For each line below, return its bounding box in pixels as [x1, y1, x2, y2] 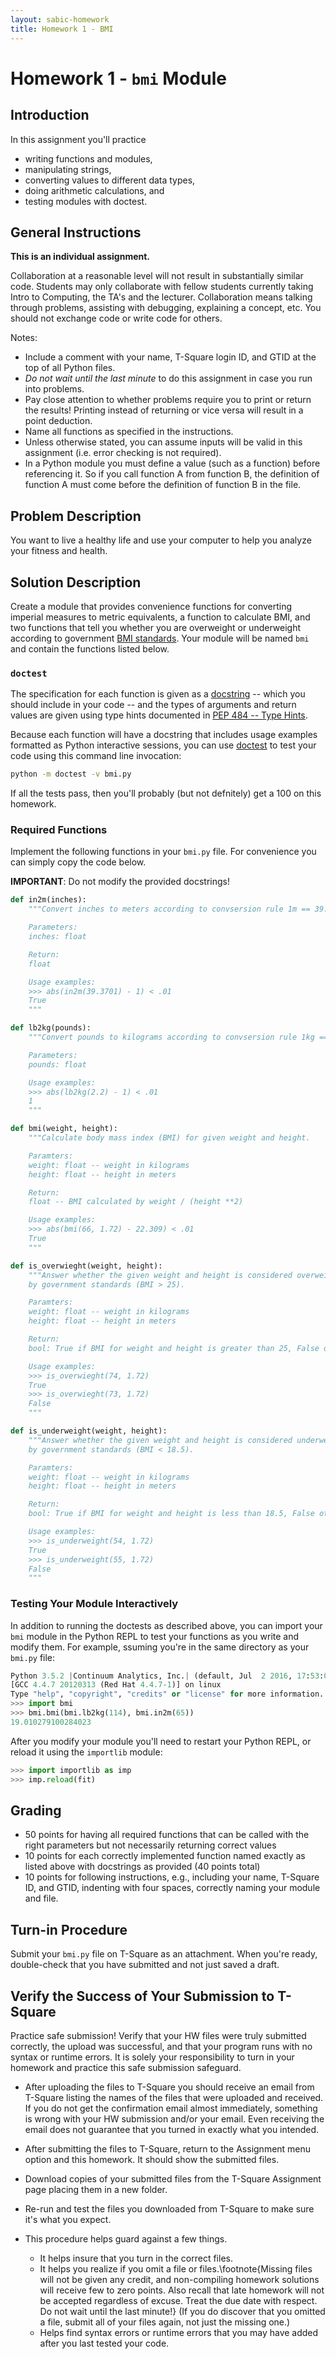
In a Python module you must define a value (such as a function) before [24, 457, 321, 470]
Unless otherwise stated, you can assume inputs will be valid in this [24, 436, 303, 448]
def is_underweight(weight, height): [10, 1426, 168, 1436]
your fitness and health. [10, 545, 108, 557]
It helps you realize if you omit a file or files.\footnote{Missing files [39, 2263, 313, 2275]
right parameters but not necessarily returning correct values [24, 1839, 277, 1851]
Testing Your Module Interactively [10, 1597, 179, 1611]
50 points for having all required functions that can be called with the [24, 1829, 310, 1841]
